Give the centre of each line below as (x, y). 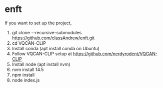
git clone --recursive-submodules (47, 32)
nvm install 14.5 (28, 69)
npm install (23, 75)
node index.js (26, 80)
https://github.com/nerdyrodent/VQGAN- (115, 54)
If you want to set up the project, (38, 23)
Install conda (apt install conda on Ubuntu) (55, 48)
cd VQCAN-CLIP (29, 43)
